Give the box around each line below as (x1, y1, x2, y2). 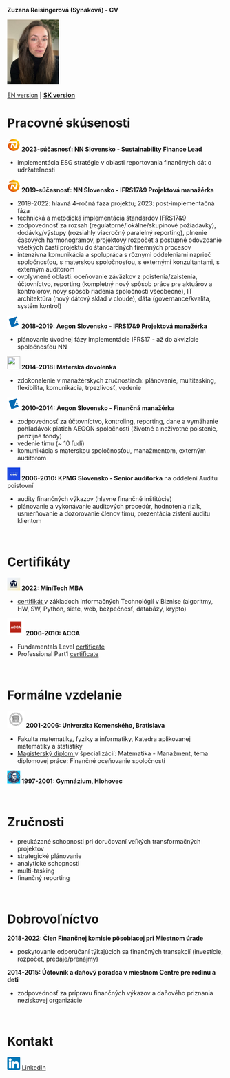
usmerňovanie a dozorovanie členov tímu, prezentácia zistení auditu (17, 509, 211, 518)
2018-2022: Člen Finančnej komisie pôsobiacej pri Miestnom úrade (7, 934, 204, 942)
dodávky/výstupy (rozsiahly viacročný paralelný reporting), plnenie (17, 228, 207, 236)
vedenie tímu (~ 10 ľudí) (17, 439, 85, 447)
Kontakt (7, 1033, 54, 1049)
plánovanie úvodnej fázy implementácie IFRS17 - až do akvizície (17, 335, 199, 343)
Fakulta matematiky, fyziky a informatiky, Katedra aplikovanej (17, 734, 191, 743)
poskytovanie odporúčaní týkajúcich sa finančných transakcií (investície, (17, 947, 224, 955)
